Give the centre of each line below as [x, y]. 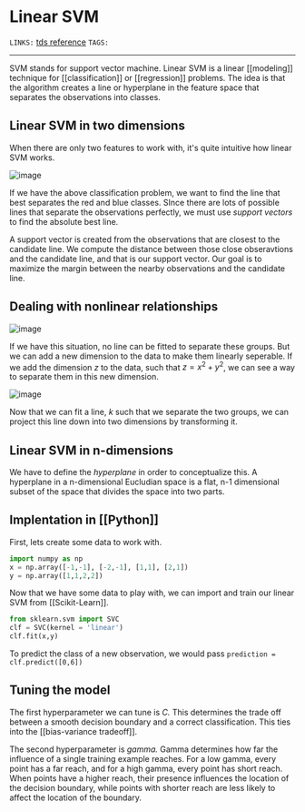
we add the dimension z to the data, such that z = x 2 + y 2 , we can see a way [152, 366]
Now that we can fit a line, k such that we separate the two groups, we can [149, 412]
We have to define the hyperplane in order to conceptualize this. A [133, 472]
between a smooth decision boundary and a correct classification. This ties [150, 722]
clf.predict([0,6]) [46, 663]
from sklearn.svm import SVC [64, 619]
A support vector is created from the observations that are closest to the [145, 239]
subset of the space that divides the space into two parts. [117, 492]
